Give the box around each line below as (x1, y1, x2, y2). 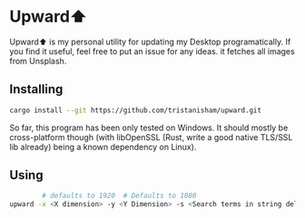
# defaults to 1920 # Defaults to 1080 (42, 192, 197, 201)
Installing (9, 81, 64, 97)
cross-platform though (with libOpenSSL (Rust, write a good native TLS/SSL (9, 131, 293, 142)
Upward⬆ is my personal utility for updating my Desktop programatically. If (9, 36, 291, 47)
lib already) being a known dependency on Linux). (9, 141, 197, 152)
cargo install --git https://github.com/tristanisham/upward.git (9, 106, 261, 115)
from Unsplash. (9, 55, 67, 66)
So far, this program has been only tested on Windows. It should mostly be (9, 122, 289, 133)
